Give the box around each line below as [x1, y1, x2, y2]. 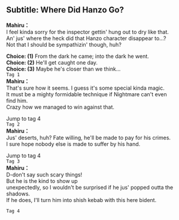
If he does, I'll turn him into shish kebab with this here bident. [6, 196, 157, 203]
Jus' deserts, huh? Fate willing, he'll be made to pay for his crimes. [6, 134, 171, 141]
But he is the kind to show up [6, 177, 78, 184]
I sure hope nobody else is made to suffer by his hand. [6, 140, 141, 148]
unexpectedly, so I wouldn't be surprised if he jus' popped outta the [6, 184, 174, 191]
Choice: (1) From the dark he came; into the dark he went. [6, 53, 150, 60]
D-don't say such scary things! [6, 171, 83, 178]
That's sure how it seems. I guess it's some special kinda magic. [6, 84, 165, 91]
